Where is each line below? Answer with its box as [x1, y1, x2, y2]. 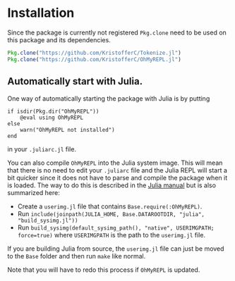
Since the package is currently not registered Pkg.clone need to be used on [7, 28, 227, 37]
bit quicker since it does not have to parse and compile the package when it [7, 173, 228, 182]
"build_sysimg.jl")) [17, 217, 78, 224]
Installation [7, 5, 75, 21]
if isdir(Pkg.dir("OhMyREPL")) [7, 108, 100, 115]
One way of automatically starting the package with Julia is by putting [7, 94, 210, 103]
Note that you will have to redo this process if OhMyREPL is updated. [7, 266, 200, 274]
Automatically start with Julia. [7, 75, 143, 87]
